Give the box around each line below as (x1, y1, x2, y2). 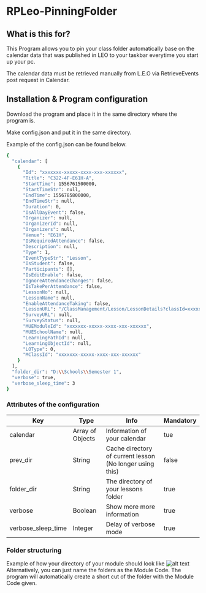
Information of (105, 426, 147, 435)
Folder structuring (6, 546, 62, 554)
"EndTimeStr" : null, (22, 198, 75, 204)
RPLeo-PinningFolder (6, 4, 118, 18)
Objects (72, 434, 96, 442)
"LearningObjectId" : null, (22, 340, 92, 347)
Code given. (6, 580, 37, 587)
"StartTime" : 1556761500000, (22, 181, 97, 187)
